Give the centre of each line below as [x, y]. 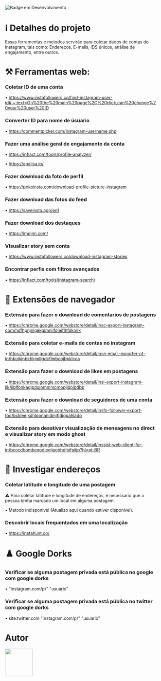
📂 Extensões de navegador [60, 299]
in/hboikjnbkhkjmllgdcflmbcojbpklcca [43, 359]
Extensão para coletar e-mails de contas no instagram [70, 343]
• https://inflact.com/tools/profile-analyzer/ [48, 154]
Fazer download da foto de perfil [44, 176]
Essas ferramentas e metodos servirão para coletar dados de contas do [77, 42]
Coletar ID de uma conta [34, 87]
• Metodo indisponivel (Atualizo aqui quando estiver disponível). [69, 510]
